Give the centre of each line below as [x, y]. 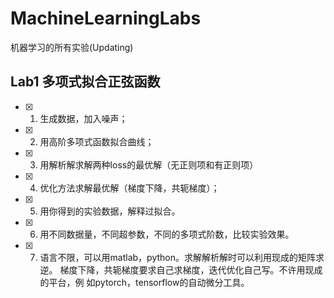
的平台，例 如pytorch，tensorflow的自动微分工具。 [144, 282]
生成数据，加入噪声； [83, 118]
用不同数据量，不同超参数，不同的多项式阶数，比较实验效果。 [167, 234]
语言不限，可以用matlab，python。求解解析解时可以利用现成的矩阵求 [182, 257]
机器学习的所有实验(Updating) [72, 47]
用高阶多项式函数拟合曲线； [97, 141]
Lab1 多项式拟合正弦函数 [85, 82]
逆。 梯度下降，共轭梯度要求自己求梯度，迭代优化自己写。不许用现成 [181, 269]
